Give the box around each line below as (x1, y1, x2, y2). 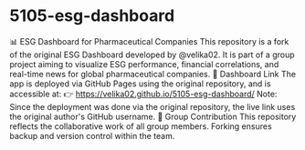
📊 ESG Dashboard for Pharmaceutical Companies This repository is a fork (9, 35, 289, 46)
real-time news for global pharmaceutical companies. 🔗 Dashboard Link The (9, 68, 297, 79)
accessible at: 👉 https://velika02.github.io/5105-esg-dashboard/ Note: (9, 88, 278, 99)
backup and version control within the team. (9, 130, 175, 141)
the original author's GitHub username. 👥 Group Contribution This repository (9, 111, 297, 122)
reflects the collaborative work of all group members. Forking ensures (9, 120, 272, 132)
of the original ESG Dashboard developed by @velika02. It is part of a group (9, 49, 295, 60)
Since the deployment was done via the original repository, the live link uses (9, 101, 296, 112)
